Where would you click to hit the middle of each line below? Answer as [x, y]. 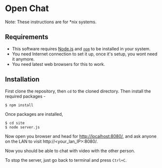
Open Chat [27, 8]
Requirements [27, 37]
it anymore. [23, 59]
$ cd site [15, 123]
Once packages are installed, [34, 114]
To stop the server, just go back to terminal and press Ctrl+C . [66, 160]
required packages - [25, 96]
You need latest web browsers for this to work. [59, 64]
